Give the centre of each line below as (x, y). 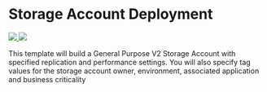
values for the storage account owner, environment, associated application (134, 71)
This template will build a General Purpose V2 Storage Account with (122, 53)
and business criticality (47, 79)
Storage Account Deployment (111, 14)
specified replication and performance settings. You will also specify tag (129, 62)
